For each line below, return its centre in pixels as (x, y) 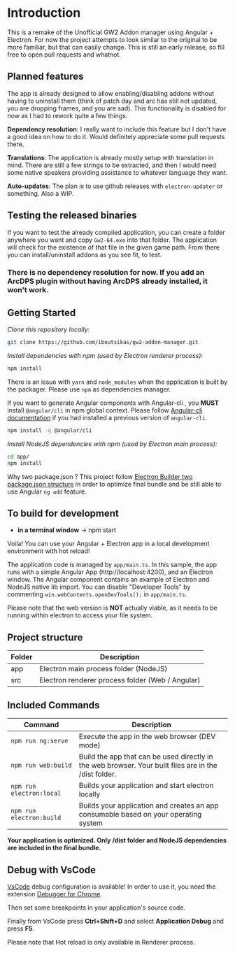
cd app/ (19, 457)
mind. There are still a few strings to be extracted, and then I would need (112, 165)
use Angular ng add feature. (47, 492)
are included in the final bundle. (54, 848)
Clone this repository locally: (49, 329)
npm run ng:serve (40, 741)
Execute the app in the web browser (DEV (147, 737)
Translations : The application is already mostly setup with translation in (111, 157)
